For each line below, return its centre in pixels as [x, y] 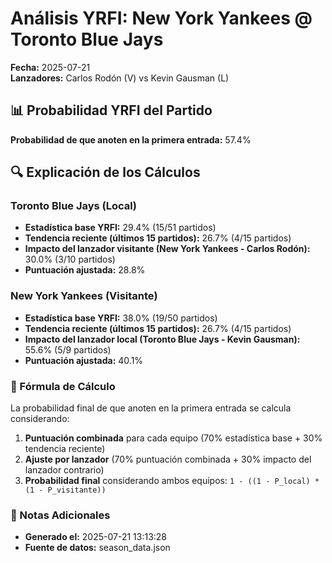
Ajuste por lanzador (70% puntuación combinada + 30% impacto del [168, 459]
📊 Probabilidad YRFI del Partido [111, 110]
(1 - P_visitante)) [65, 490]
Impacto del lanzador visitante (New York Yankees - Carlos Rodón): [167, 249]
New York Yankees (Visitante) [84, 296]
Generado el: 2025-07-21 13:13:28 [96, 537]
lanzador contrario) [64, 470]
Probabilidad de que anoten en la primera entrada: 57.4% [131, 139]
